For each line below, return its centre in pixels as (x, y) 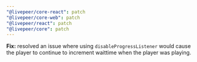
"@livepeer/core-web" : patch (43, 18)
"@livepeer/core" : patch (38, 29)
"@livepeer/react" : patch (39, 23)
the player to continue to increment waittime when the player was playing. (99, 53)
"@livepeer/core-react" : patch (46, 12)
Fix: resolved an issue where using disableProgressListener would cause (99, 46)
